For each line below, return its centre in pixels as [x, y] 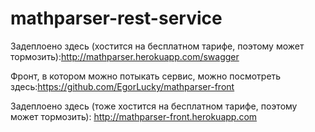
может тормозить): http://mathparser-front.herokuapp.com [134, 116]
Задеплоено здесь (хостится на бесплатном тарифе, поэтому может [157, 46]
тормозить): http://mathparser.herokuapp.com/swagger [125, 56]
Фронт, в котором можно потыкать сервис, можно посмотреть [146, 76]
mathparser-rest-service [116, 18]
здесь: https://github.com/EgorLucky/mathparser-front [122, 86]
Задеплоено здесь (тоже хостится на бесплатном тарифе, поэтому [154, 106]
